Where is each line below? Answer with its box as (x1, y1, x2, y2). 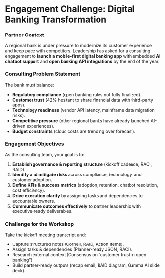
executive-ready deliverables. (12, 208, 73, 214)
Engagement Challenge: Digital (5, 3, 135, 15)
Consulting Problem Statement (5, 70, 81, 77)
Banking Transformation (5, 14, 107, 25)
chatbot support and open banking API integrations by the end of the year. (5, 58, 160, 65)
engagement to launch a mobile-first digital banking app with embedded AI (5, 53, 161, 59)
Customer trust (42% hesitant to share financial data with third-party (12, 97, 154, 103)
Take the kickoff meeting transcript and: (5, 232, 86, 238)
